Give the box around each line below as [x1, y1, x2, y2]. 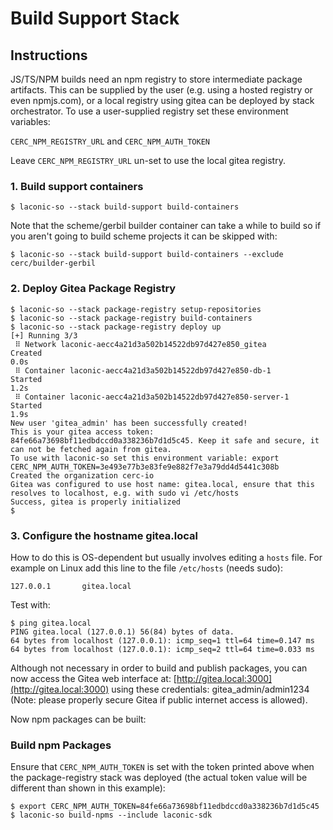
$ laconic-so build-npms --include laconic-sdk [10, 810, 213, 821]
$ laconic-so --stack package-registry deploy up [10, 322, 222, 332]
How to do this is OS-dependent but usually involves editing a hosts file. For [10, 551, 323, 563]
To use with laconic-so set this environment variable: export [10, 453, 280, 463]
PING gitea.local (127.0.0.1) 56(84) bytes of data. [10, 627, 235, 637]
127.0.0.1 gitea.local [10, 581, 132, 591]
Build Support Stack [10, 7, 180, 30]
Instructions [10, 47, 88, 64]
